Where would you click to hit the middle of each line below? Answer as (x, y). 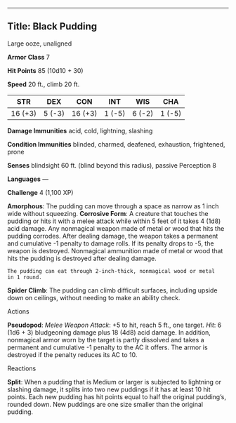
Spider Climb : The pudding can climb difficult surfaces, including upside (112, 290)
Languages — (28, 179)
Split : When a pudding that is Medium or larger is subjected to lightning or (114, 382)
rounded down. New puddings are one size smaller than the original (105, 404)
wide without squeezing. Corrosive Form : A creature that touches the (108, 213)
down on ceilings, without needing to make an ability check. (94, 297)
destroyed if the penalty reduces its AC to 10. (72, 354)
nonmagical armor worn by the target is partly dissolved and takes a (106, 340)
